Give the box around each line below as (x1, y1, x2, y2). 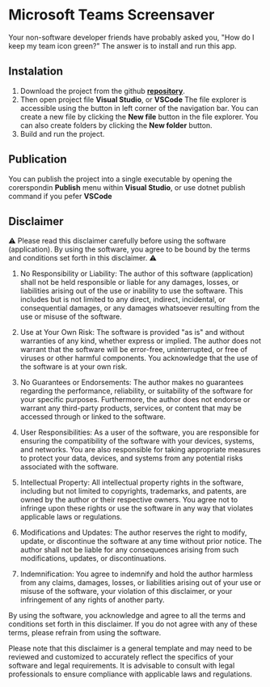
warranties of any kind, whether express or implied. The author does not (19, 336, 261, 346)
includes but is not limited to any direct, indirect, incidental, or (19, 295, 226, 304)
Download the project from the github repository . (19, 86, 186, 95)
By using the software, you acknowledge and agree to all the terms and (8, 611, 247, 621)
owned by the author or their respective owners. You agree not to (19, 495, 238, 505)
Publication (8, 152, 67, 167)
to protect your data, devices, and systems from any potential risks (19, 453, 243, 463)
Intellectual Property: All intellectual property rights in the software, (19, 477, 244, 487)
